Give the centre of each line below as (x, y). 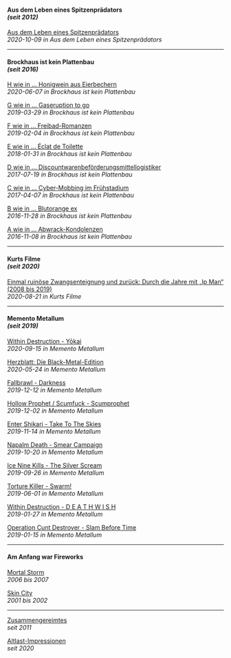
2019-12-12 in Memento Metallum (54, 390)
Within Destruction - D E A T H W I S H (62, 506)
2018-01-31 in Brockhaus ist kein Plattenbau (69, 154)
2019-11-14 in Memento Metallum (54, 431)
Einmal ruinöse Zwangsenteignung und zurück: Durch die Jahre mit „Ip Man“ (115, 281)
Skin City (20, 593)
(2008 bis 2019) (30, 289)
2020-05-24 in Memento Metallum (56, 369)
